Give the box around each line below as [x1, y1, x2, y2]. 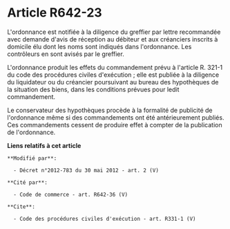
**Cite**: [7, 203, 36, 210]
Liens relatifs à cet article [7, 141, 82, 149]
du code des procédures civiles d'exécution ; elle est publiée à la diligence [7, 71, 220, 79]
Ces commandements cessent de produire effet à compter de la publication [7, 120, 222, 129]
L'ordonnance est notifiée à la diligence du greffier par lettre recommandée [7, 28, 221, 36]
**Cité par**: [7, 178, 48, 186]
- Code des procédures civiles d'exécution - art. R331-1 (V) [13, 215, 196, 222]
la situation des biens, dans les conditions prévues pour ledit [7, 85, 180, 93]
